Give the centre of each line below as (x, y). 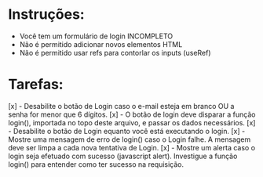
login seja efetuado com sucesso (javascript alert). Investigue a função (123, 156)
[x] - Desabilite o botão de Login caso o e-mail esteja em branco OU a (121, 106)
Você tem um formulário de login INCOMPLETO (96, 36)
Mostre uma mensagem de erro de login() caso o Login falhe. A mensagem (130, 139)
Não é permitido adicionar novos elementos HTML (101, 44)
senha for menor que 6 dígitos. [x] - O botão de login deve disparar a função (132, 114)
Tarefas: (36, 85)
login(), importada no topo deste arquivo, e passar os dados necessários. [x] (132, 122)
